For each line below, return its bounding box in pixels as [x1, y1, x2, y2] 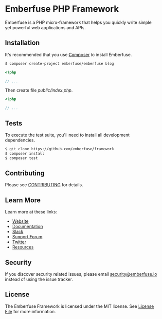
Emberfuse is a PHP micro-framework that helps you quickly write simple [5, 19, 152, 25]
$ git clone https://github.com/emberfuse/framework [5, 146, 114, 151]
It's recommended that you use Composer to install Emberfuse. [5, 52, 132, 57]
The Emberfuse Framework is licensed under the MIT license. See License [5, 303, 154, 309]
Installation [5, 39, 40, 47]
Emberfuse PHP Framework [5, 3, 119, 15]
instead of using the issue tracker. [5, 276, 73, 282]
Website [12, 218, 29, 224]
